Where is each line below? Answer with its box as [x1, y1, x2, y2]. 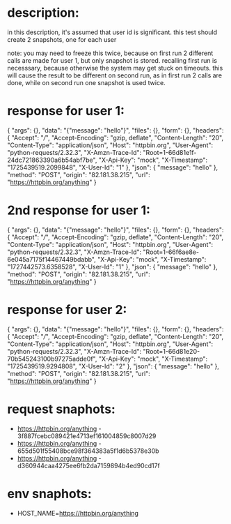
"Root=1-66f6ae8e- [143, 248, 200, 256]
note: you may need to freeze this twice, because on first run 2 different [7, 49, 214, 57]
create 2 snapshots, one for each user [7, 35, 117, 43]
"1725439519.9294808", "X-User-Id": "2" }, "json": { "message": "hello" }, [7, 361, 219, 370]
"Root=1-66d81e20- [143, 347, 200, 355]
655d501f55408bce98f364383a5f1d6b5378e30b [17, 447, 159, 455]
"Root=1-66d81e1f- [143, 148, 197, 156]
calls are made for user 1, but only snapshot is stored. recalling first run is [7, 56, 218, 64]
